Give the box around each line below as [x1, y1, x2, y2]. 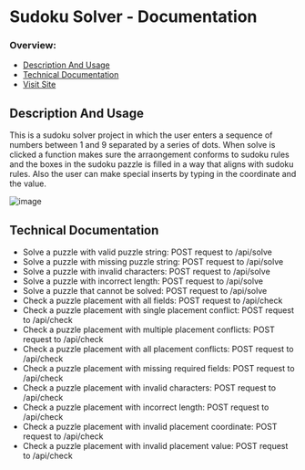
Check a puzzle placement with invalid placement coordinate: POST [22, 422, 278, 433]
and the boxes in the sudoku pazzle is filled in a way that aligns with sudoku [9, 159, 294, 170]
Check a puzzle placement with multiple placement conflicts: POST [22, 324, 275, 335]
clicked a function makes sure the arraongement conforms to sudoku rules [9, 149, 290, 161]
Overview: [9, 39, 56, 52]
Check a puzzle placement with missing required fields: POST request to [22, 363, 295, 374]
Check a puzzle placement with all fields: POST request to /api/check [22, 295, 283, 307]
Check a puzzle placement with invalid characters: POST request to [22, 382, 276, 393]
